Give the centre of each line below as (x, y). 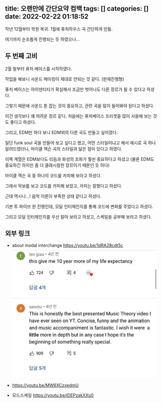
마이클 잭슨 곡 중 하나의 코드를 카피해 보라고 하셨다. (53, 175)
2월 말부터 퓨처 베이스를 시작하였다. (39, 68)
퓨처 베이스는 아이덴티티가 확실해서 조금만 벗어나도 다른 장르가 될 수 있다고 (75, 89)
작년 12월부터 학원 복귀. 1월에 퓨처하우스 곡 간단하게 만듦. (59, 29)
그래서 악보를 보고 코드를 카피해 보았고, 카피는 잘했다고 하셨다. (64, 185)
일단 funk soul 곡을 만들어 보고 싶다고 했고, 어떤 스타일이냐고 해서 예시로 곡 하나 (81, 143)
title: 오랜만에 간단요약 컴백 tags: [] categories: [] (77, 9)
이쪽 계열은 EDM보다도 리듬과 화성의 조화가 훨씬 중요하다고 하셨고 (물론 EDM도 (80, 159)
